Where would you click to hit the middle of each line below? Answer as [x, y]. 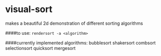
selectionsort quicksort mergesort [41, 48]
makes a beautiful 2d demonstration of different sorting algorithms [74, 23]
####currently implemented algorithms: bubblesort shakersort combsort [80, 43]
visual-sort [29, 9]
